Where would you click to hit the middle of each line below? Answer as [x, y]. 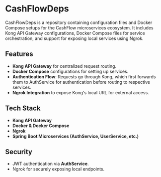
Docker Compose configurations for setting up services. [70, 71]
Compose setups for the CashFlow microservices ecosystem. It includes [79, 27]
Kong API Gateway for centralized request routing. [64, 66]
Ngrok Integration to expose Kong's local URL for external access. [80, 92]
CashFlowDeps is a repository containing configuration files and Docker [79, 22]
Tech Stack [23, 108]
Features [19, 54]
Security [19, 152]
